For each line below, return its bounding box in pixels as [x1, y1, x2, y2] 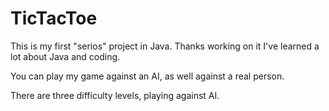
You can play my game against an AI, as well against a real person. [10, 70, 285, 82]
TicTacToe [10, 7, 98, 30]
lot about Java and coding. [10, 50, 121, 62]
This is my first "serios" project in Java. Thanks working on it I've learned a [10, 40, 320, 52]
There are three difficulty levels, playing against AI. [10, 89, 220, 101]
